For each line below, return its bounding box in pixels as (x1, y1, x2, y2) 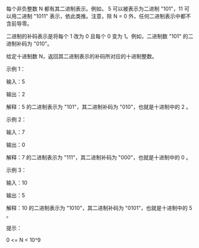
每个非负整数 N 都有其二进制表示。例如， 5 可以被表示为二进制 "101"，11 (6, 5, 183, 12)
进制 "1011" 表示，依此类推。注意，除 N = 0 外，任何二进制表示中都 (21, 12, 186, 20)
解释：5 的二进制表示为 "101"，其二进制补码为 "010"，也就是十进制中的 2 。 (6, 103, 192, 110)
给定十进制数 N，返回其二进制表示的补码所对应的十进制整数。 (6, 53, 157, 59)
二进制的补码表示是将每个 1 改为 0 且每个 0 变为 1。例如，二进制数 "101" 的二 (6, 33, 194, 40)
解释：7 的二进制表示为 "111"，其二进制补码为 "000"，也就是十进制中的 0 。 (6, 154, 192, 161)
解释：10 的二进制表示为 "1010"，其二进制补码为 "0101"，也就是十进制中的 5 (6, 205, 192, 211)
